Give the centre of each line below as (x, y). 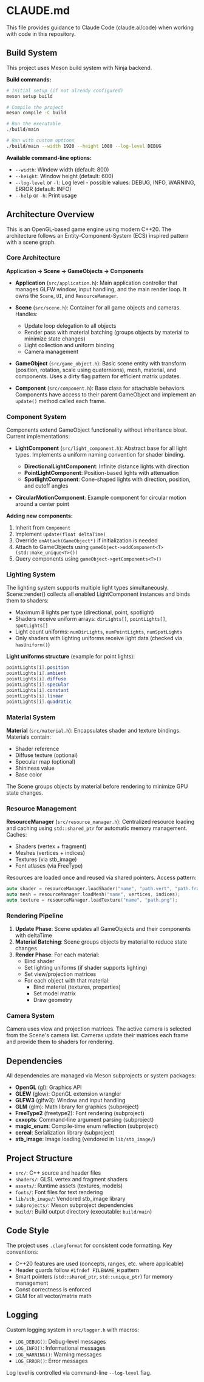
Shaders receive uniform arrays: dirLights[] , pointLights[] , (91, 619)
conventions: (22, 1252)
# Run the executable (34, 124)
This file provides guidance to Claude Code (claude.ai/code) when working (100, 27)
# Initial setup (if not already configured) (65, 91)
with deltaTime (34, 935)
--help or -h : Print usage (46, 195)
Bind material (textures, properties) (77, 987)
